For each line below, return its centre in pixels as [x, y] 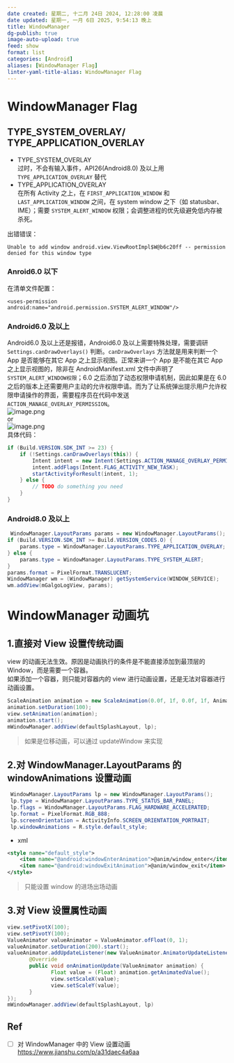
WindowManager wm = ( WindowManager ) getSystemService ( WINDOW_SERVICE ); [113, 579]
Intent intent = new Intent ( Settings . [88, 460]
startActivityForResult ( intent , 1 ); [85, 474]
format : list [26, 53]
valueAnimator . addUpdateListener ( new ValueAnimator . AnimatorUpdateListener [119, 953]
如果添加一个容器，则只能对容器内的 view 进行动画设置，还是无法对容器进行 [116, 679]
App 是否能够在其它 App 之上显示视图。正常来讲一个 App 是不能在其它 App [115, 360]
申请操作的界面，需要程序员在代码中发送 [71, 395]
